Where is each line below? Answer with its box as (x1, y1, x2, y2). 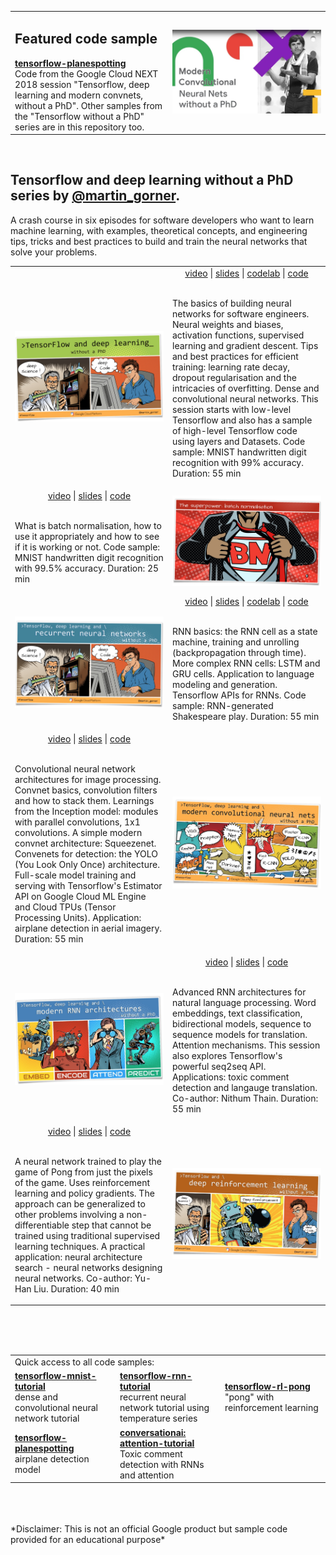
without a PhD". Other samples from (14, 99, 163, 111)
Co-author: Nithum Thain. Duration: (172, 1092, 319, 1104)
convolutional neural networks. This (172, 392, 319, 405)
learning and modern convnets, (14, 89, 144, 101)
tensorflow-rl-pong (224, 1381, 311, 1393)
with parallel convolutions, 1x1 (14, 816, 141, 828)
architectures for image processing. (14, 774, 162, 786)
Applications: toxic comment (172, 1071, 290, 1083)
